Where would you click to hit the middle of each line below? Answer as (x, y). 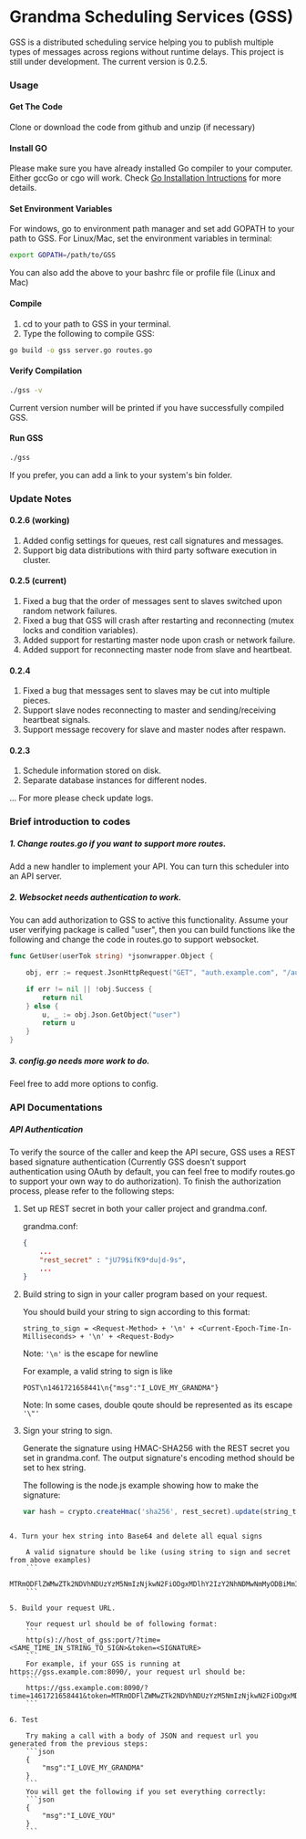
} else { (42, 1006)
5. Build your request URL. (63, 1608)
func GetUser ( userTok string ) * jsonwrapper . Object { (112, 956)
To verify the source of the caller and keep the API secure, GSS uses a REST (153, 1152)
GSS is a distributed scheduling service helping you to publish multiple (142, 42)
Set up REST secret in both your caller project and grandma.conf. (145, 1208)
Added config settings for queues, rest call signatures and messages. (153, 540)
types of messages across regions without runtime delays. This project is (147, 51)
